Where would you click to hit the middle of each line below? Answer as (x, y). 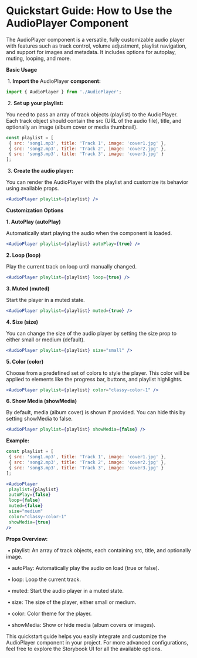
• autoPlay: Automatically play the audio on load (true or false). (83, 568)
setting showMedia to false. (40, 419)
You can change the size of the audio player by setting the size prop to (91, 333)
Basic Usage (21, 69)
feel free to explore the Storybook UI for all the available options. (84, 649)
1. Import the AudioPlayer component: (54, 81)
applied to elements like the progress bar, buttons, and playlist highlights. (94, 379)
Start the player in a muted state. (45, 300)
